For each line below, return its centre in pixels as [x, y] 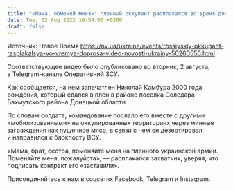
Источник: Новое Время [43, 46]
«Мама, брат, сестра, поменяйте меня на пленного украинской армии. [113, 151]
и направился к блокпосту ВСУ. [54, 137]
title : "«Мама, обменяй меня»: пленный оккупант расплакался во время [111, 13]
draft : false [26, 26]
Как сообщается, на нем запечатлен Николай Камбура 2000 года [105, 88]
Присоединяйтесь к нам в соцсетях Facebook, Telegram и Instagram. [109, 179]
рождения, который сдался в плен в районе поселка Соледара [101, 95]
